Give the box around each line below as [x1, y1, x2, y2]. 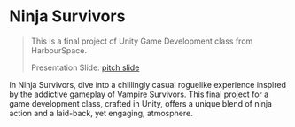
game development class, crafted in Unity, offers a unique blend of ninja [9, 98, 273, 108]
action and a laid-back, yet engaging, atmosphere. [9, 107, 193, 118]
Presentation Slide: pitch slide [30, 62, 140, 73]
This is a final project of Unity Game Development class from [30, 36, 253, 46]
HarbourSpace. [30, 44, 87, 55]
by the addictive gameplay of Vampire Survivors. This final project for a [9, 89, 269, 99]
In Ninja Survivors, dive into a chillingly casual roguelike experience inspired [9, 79, 286, 90]
